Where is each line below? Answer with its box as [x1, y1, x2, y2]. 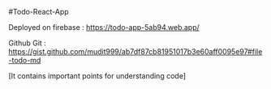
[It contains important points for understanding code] [8, 71, 187, 80]
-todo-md [8, 56, 41, 65]
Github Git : [8, 38, 46, 48]
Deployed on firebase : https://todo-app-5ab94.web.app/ [8, 23, 200, 32]
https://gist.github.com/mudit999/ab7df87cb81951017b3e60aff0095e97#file [8, 47, 263, 56]
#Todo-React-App [8, 7, 69, 16]
